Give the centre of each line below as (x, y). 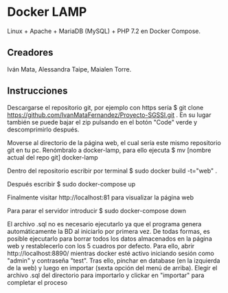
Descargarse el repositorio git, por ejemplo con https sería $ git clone (105, 107)
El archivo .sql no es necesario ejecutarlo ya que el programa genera (104, 224)
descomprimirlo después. (43, 129)
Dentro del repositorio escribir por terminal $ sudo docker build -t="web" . (112, 171)
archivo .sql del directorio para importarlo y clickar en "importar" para (106, 275)
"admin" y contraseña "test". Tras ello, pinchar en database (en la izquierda (114, 260)
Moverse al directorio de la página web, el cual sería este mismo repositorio (114, 142)
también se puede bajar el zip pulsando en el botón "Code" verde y (102, 122)
